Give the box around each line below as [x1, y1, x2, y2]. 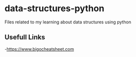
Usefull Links [4, 33, 45, 41]
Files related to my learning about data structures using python [4, 19, 132, 25]
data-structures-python [4, 3, 105, 14]
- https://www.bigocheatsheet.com [4, 46, 74, 52]
